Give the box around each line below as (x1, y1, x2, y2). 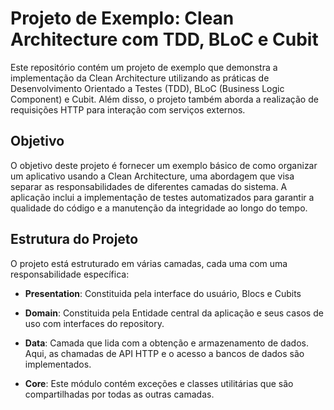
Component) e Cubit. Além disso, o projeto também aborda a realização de (10, 93, 319, 105)
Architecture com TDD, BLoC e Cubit (10, 28, 319, 51)
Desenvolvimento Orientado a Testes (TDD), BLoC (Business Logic (10, 82, 285, 94)
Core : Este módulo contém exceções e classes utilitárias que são (24, 377, 294, 389)
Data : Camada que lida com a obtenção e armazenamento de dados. (24, 337, 309, 349)
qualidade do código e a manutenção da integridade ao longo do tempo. (10, 202, 308, 214)
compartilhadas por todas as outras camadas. (24, 388, 215, 400)
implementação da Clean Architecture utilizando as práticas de (10, 72, 270, 84)
